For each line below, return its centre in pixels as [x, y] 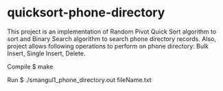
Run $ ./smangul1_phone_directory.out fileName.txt [80, 79]
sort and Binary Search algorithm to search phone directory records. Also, [111, 38]
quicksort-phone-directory [86, 13]
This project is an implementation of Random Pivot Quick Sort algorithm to [112, 31]
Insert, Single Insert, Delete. [46, 53]
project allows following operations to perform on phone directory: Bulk [108, 46]
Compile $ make [30, 66]
